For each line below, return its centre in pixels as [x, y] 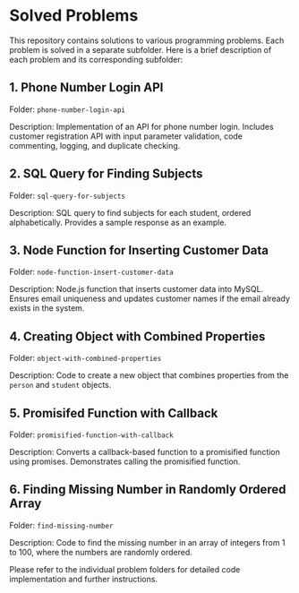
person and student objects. [60, 385]
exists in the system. [47, 308]
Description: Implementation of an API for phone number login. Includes [142, 126]
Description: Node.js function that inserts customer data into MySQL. [137, 289]
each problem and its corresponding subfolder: [96, 59]
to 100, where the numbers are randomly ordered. [101, 552]
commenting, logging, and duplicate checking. [95, 145]
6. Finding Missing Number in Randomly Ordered [148, 490]
